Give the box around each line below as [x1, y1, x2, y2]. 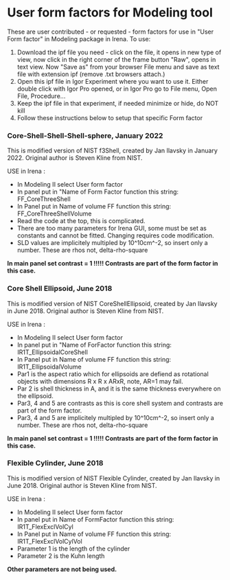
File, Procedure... [16, 91, 66, 100]
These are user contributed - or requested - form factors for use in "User [7, 27, 214, 36]
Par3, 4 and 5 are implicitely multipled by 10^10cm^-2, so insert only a [16, 413, 214, 421]
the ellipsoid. [16, 391, 54, 399]
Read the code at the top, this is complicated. [16, 217, 146, 225]
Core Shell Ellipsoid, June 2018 [7, 283, 113, 293]
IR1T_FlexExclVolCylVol [16, 537, 82, 545]
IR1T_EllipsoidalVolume [16, 362, 82, 371]
